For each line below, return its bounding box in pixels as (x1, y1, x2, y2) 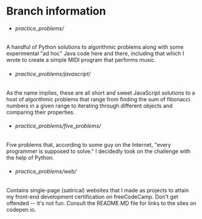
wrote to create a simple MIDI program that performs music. (6, 56, 157, 64)
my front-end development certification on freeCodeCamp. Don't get (6, 193, 179, 200)
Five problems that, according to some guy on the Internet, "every (6, 141, 171, 148)
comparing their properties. (6, 108, 75, 116)
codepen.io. (6, 206, 36, 213)
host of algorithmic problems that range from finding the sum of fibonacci (6, 95, 190, 103)
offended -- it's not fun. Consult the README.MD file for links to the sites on (6, 200, 197, 207)
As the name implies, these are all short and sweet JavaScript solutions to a (6, 89, 195, 96)
